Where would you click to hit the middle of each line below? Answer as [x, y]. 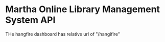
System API [30, 20]
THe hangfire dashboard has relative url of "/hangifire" [63, 34]
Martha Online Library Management [82, 9]
